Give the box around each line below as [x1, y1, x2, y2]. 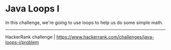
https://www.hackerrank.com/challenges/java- [56, 33, 154, 40]
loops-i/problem [5, 39, 39, 45]
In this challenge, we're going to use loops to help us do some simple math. [5, 19, 163, 25]
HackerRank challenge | [5, 33, 55, 40]
